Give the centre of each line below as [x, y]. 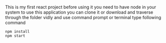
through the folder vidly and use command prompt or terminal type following [83, 17]
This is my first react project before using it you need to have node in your [81, 7]
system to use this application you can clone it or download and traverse [79, 12]
